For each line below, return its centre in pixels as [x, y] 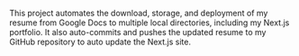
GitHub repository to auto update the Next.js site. [100, 42]
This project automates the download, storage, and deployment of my [139, 13]
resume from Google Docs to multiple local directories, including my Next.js [149, 23]
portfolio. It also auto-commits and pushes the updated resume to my [138, 32]
